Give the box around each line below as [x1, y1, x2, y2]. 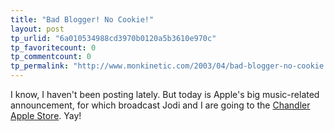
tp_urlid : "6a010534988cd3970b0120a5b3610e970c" [10, 33, 217, 43]
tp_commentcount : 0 [10, 52, 92, 62]
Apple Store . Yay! [10, 110, 82, 121]
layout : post [10, 24, 65, 34]
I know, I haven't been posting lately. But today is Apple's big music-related [10, 89, 320, 100]
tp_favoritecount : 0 [10, 42, 97, 53]
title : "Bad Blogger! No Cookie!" [10, 14, 155, 25]
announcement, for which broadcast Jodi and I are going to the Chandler [10, 99, 311, 111]
